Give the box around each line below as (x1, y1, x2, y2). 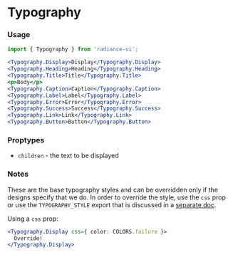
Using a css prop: (7, 214, 58, 223)
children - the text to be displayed (17, 151, 119, 160)
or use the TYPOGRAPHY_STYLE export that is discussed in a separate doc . (7, 200, 217, 209)
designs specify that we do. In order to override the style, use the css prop (7, 193, 227, 202)
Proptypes (7, 135, 45, 145)
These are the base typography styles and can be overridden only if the (7, 185, 219, 194)
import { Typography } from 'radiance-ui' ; (7, 46, 139, 53)
